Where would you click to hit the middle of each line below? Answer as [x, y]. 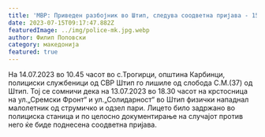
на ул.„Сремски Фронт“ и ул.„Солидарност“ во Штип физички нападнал [129, 100]
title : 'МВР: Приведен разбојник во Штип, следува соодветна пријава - [128, 15]
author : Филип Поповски [47, 37]
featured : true [33, 52]
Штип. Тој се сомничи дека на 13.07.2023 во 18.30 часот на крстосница [128, 91]
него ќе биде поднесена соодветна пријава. [83, 124]
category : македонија [44, 45]
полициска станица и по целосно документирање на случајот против [125, 116]
